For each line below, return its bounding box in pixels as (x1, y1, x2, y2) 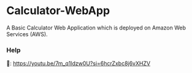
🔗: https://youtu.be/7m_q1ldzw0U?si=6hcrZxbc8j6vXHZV (6, 60, 151, 67)
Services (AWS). (6, 30, 48, 37)
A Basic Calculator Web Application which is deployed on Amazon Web (6, 24, 186, 31)
